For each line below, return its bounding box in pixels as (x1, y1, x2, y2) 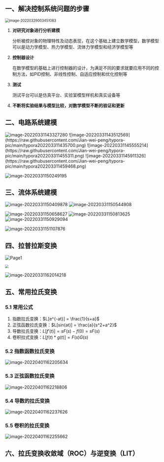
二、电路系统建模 (5, 118, 57, 127)
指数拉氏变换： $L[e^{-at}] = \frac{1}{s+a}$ (12, 316, 99, 322)
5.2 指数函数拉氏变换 (5, 348, 55, 355)
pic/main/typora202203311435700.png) (5, 142, 86, 148)
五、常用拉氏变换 (5, 287, 57, 296)
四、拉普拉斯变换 (5, 241, 57, 250)
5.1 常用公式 (5, 304, 33, 311)
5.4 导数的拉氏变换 (5, 397, 50, 404)
